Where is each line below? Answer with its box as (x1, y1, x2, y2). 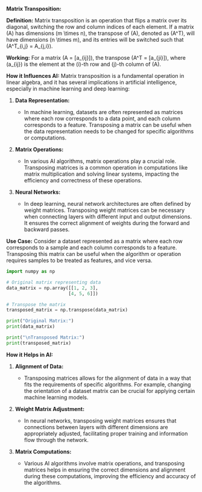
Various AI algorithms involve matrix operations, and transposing (24, 459, 185, 467)
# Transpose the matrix (6, 301, 66, 307)
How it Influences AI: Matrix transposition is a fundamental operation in (6, 72, 185, 79)
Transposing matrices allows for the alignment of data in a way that (24, 374, 191, 382)
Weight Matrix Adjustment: (14, 405, 85, 412)
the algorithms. (24, 479, 62, 486)
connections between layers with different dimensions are (24, 423, 168, 430)
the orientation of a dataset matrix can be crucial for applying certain (24, 387, 195, 394)
